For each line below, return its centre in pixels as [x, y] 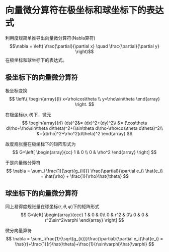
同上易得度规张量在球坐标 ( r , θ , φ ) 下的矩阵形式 [52, 206]
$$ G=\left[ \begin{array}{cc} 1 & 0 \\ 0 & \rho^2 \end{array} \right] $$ [84, 152]
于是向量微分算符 [23, 163]
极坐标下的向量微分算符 [41, 78]
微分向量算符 [18, 230]
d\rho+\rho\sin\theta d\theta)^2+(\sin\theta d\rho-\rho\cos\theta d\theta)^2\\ [84, 128]
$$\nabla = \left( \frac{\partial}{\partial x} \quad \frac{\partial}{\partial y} [84, 46]
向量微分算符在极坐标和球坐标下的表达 [85, 10]
